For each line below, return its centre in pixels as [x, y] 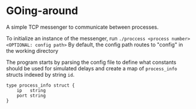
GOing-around [42, 11]
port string [31, 96]
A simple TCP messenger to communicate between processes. [82, 27]
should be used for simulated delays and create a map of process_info [92, 68]
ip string [31, 90]
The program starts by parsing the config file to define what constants [91, 62]
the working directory [32, 50]
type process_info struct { [41, 85]
